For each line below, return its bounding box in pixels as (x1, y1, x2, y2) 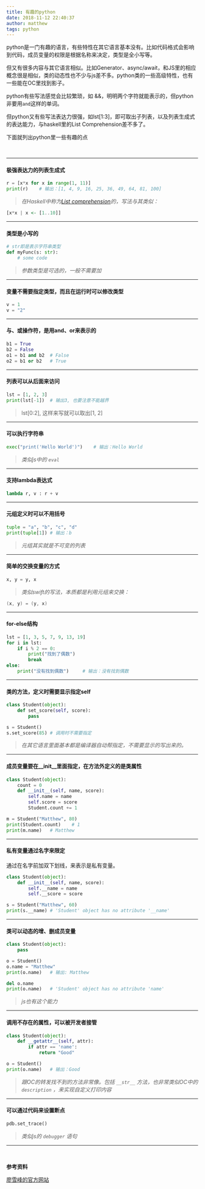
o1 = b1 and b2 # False (6, 352, 69, 358)
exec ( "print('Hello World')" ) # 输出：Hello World (6, 444, 143, 450)
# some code (17, 255, 47, 262)
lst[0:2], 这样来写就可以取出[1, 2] (21, 409, 103, 416)
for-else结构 (6, 620, 38, 627)
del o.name (6, 980, 34, 987)
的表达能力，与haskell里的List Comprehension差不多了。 (6, 120, 149, 128)
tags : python (6, 26, 40, 32)
